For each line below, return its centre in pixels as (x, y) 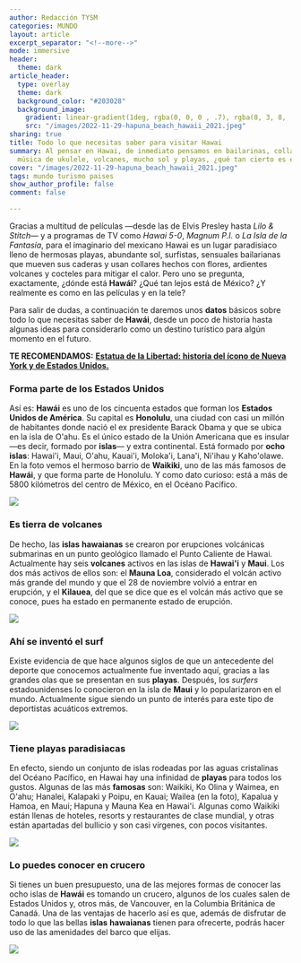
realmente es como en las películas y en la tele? (98, 293)
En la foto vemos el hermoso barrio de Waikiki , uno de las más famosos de (148, 465)
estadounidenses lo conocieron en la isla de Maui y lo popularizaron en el (146, 689)
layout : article (39, 34)
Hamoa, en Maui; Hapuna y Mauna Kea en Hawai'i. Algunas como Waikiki (145, 806)
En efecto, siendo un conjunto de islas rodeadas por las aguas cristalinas (144, 768)
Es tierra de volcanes (56, 525)
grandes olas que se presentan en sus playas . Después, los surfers (133, 680)
